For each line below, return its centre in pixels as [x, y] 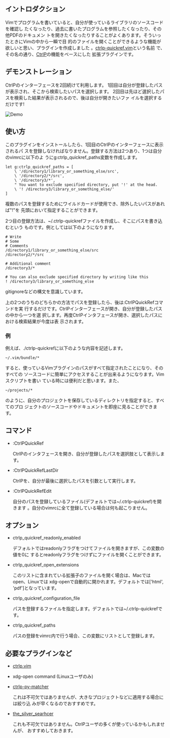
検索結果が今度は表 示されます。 [52, 322]
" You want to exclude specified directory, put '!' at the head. [86, 185]
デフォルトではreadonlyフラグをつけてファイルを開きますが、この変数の [89, 548]
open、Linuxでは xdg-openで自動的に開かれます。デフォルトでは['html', [88, 582]
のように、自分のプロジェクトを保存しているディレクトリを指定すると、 [80, 400]
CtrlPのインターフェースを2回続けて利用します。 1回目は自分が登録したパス [84, 85]
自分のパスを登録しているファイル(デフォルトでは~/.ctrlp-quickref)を [85, 501]
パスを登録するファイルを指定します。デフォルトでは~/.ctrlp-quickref [85, 609]
